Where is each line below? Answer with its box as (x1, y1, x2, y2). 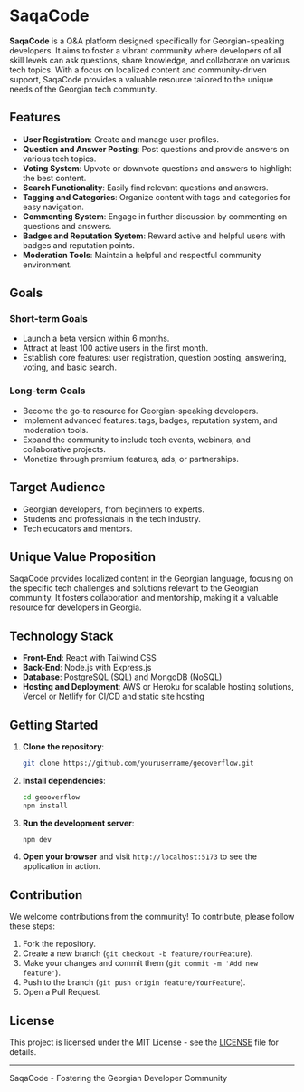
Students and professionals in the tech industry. (22, 513, 202, 524)
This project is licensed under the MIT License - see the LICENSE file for (9, 1037, 279, 1048)
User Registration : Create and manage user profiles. (22, 133, 220, 145)
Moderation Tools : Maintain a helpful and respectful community (22, 249, 261, 260)
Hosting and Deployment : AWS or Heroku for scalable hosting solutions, (22, 681, 294, 692)
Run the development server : (22, 817, 135, 828)
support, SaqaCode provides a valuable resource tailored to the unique (9, 73, 274, 84)
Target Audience (9, 479, 106, 495)
